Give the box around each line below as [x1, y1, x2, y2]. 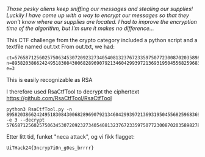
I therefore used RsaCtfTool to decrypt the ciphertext [6, 88, 140, 95]
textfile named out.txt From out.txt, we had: [6, 43, 115, 50]
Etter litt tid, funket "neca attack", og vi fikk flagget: [6, 133, 135, 140]
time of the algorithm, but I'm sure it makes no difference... [6, 24, 154, 32]
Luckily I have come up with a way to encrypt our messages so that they [6, 12, 189, 19]
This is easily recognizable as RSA [6, 76, 93, 83]
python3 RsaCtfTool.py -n [6, 106, 72, 112]
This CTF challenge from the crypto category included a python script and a [6, 37, 198, 43]
